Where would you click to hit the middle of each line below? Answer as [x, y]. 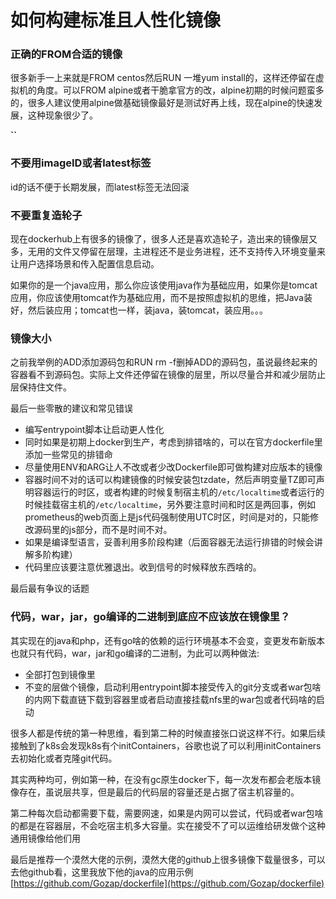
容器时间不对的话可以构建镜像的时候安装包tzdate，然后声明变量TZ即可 [170, 480]
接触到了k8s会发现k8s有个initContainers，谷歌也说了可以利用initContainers [166, 745]
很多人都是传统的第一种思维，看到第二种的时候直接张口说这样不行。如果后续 [168, 733]
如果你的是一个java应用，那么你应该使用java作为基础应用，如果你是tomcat [164, 285]
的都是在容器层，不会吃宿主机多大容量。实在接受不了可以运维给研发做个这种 [168, 825]
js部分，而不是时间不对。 [120, 530]
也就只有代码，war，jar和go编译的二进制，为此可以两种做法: [135, 653]
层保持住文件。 [41, 387]
